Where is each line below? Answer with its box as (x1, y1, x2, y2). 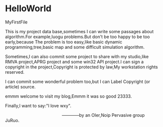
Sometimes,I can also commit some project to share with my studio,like (5, 53, 149, 59)
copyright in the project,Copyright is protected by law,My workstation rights (5, 64, 158, 70)
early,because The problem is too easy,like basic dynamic (5, 39, 123, 44)
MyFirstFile (5, 19, 28, 25)
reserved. (5, 69, 25, 75)
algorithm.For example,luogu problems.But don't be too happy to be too (5, 34, 150, 40)
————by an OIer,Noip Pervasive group (62, 112, 145, 118)
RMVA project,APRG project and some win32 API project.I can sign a (5, 59, 144, 64)
